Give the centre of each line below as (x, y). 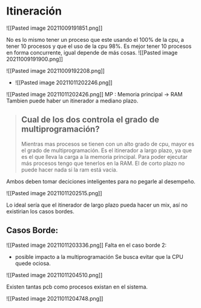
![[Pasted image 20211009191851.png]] (54, 28)
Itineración (34, 11)
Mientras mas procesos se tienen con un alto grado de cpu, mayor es (108, 144)
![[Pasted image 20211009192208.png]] (55, 70)
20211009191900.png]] (35, 59)
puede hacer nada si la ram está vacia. (69, 169)
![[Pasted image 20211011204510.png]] (54, 275)
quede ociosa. (33, 263)
